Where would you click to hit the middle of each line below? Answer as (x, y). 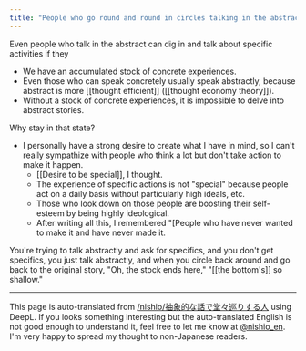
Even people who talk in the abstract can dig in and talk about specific (141, 44)
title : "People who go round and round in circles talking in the (138, 18)
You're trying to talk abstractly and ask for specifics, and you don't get (142, 250)
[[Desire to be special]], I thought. (100, 174)
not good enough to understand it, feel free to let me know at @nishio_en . (148, 326)
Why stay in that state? (52, 128)
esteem (51, 213)
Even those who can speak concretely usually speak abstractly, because (159, 81)
